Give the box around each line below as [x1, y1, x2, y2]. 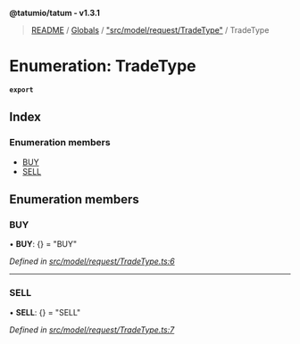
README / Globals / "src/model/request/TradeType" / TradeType [30, 25, 270, 35]
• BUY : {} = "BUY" [9, 239, 78, 250]
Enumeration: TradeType [9, 56, 196, 77]
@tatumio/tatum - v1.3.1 [9, 8, 101, 18]
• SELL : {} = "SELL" [9, 307, 81, 317]
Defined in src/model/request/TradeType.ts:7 [9, 324, 175, 335]
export [9, 85, 34, 94]
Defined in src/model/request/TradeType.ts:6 [9, 256, 176, 266]
